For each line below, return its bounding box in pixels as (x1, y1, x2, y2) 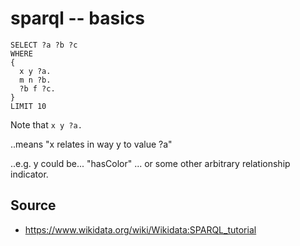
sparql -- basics (10, 7, 145, 30)
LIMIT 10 (10, 101, 47, 111)
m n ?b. (19, 75, 52, 85)
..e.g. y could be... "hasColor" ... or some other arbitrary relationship (10, 157, 291, 169)
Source (10, 197, 57, 214)
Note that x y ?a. (10, 118, 83, 131)
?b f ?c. (19, 83, 56, 94)
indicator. (10, 168, 49, 180)
